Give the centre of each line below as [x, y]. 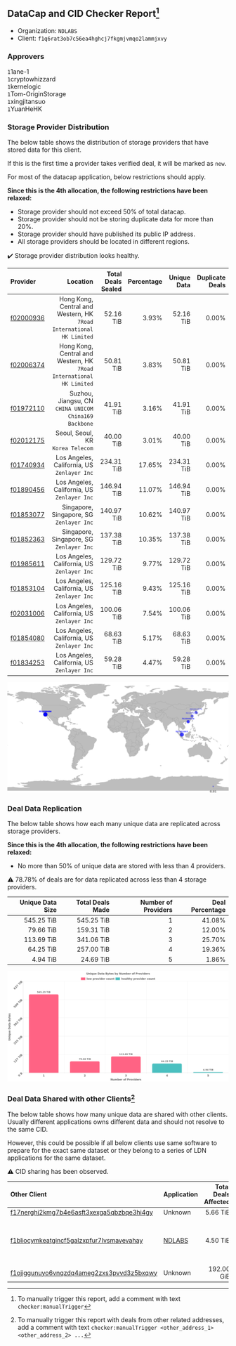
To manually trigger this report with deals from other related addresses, [121, 1319]
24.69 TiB [95, 959]
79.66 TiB [42, 929]
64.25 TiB [42, 949]
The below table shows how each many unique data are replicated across [114, 823]
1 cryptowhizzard [32, 79]
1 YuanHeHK [25, 109]
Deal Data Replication [45, 809]
